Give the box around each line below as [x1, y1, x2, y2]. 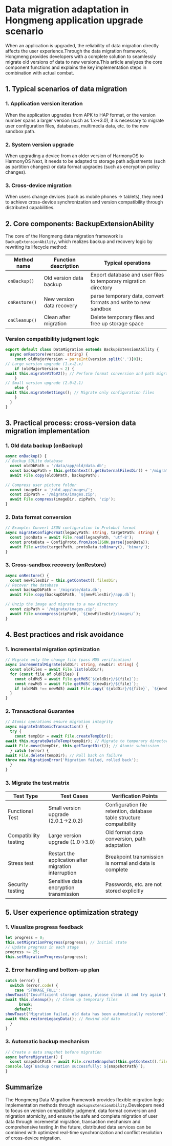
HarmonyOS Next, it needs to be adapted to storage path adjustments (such [5, 158, 166, 164]
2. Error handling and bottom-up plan [5, 966, 100, 973]
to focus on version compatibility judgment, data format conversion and [5, 1107, 156, 1114]
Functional [8, 808, 33, 815]
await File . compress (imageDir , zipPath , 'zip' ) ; [10, 497, 116, 502]
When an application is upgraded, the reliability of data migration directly [5, 42, 159, 48]
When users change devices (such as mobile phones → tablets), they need [5, 194, 164, 200]
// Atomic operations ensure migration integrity [5, 719, 114, 725]
